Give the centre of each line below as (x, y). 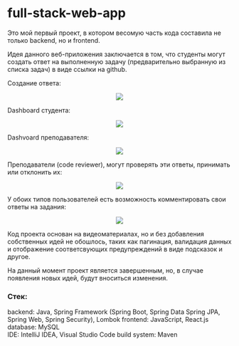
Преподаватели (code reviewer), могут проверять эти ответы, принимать (119, 164)
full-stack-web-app (67, 13)
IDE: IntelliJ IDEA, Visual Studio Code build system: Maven (92, 335)
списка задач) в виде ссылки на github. (67, 69)
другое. (19, 256)
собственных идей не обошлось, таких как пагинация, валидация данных (119, 241)
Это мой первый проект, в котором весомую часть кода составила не (115, 33)
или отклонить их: (35, 172)
